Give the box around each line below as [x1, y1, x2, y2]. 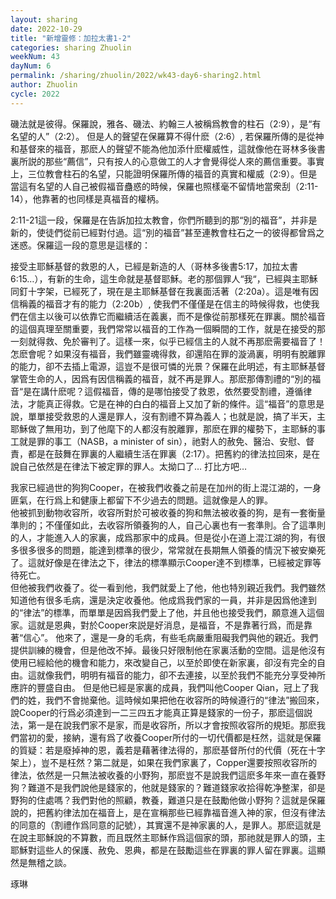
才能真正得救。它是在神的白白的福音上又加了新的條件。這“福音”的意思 [27, 397, 317, 410]
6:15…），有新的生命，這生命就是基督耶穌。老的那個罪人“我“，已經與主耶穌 [10, 272, 318, 285]
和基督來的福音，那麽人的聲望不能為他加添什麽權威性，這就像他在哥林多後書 [10, 142, 326, 155]
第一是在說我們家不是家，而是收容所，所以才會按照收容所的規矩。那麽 [27, 719, 317, 731]
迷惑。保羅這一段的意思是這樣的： [10, 239, 151, 251]
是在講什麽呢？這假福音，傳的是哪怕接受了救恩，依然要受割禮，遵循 [23, 385, 304, 397]
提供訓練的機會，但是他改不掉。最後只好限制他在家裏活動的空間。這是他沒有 [10, 644, 326, 656]
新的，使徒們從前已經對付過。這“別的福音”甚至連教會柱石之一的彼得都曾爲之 [10, 226, 325, 238]
